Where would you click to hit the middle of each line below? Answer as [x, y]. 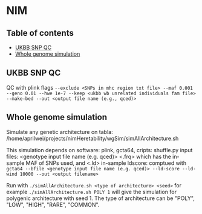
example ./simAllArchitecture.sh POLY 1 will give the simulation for [92, 192]
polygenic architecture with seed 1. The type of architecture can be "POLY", [100, 198]
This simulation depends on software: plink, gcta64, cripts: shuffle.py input [99, 150]
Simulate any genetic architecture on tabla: [60, 132]
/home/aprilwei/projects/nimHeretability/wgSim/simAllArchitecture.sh [93, 138]
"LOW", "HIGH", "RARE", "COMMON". [53, 204]
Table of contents [40, 33]
